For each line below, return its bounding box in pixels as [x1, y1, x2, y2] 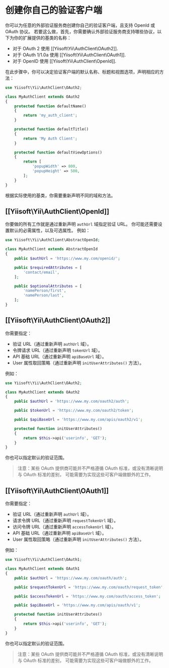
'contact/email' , [23, 270, 59, 275]
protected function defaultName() [14, 104, 87, 109]
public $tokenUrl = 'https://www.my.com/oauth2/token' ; [14, 408, 134, 413]
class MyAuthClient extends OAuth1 [5, 566, 80, 571]
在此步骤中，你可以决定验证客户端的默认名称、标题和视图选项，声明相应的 [5, 68, 159, 75]
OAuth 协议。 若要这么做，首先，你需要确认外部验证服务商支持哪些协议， [5, 28, 157, 34]
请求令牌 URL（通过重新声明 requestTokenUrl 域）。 [12, 517, 119, 524]
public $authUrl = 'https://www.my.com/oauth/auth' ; [14, 575, 127, 580]
